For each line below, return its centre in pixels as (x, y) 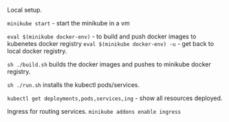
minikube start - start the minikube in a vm (68, 23)
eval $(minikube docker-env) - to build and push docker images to (102, 36)
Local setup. (25, 10)
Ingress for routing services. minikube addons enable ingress (94, 111)
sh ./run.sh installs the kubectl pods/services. (73, 85)
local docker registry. (37, 51)
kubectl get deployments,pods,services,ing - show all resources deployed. (115, 98)
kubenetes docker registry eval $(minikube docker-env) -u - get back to (111, 44)
